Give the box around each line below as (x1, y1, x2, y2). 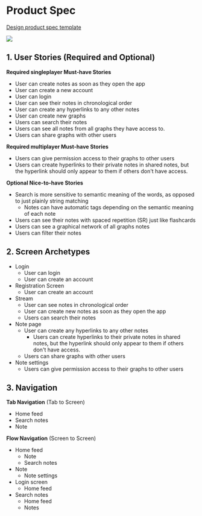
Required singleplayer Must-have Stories (6, 68, 112, 75)
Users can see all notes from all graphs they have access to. (14, 125, 165, 132)
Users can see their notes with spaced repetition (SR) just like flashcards (14, 216, 196, 224)
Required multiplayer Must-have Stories (6, 143, 109, 150)
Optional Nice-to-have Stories (6, 179, 83, 186)
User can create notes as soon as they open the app (14, 80, 146, 87)
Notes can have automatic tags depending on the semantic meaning (24, 203, 194, 211)
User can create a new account (14, 86, 93, 93)
